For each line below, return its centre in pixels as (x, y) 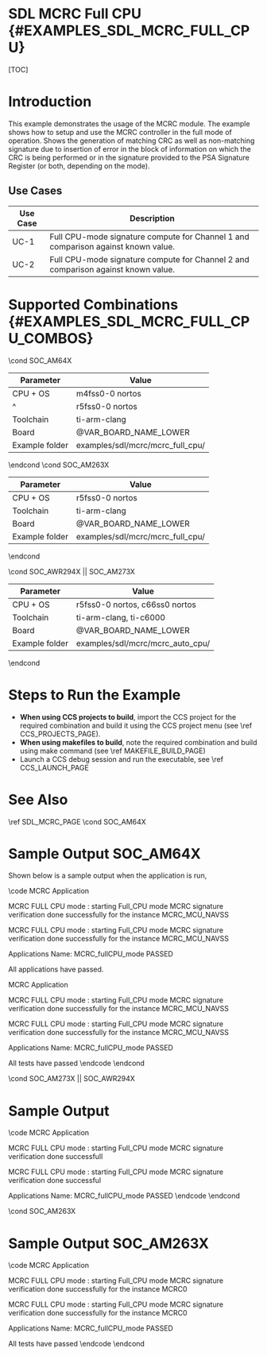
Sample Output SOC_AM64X (104, 854)
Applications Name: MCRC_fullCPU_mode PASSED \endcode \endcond (124, 1196)
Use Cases (35, 191)
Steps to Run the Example (95, 695)
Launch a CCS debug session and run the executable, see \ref (122, 759)
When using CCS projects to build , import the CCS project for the (128, 717)
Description (152, 218)
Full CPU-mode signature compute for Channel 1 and (150, 237)
